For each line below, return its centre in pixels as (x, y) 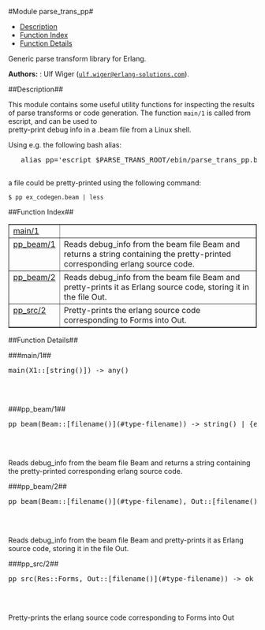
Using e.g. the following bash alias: (65, 145)
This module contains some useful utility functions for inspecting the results (131, 104)
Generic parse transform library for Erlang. (77, 59)
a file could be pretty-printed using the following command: (105, 183)
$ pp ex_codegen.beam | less (56, 197)
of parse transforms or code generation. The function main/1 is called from (129, 113)
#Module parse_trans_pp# (51, 11)
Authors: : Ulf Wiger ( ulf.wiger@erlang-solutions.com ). (99, 74)
